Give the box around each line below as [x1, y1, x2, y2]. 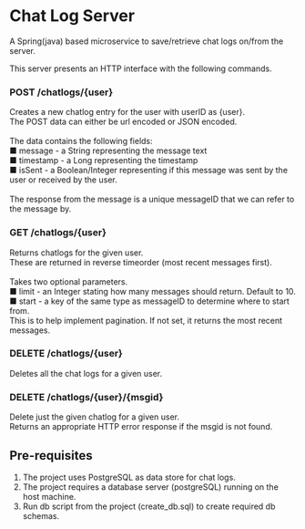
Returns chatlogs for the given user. [9, 247, 144, 258]
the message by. [9, 203, 72, 214]
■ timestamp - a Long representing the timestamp [9, 155, 198, 166]
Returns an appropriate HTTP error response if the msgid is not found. [9, 421, 273, 432]
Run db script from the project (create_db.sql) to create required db [22, 501, 276, 512]
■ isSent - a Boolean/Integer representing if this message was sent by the [9, 165, 289, 176]
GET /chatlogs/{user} [9, 226, 107, 239]
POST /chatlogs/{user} [9, 86, 114, 99]
